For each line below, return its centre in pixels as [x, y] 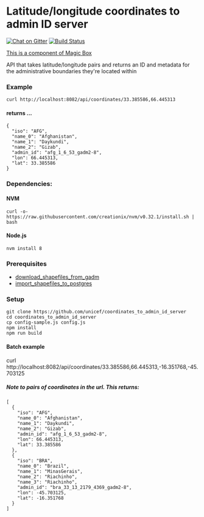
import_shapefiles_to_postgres [54, 283]
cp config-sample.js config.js [46, 323]
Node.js [16, 235]
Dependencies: [30, 184]
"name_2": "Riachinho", [47, 477]
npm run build [24, 333]
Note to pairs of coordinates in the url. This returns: [73, 387]
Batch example [26, 346]
